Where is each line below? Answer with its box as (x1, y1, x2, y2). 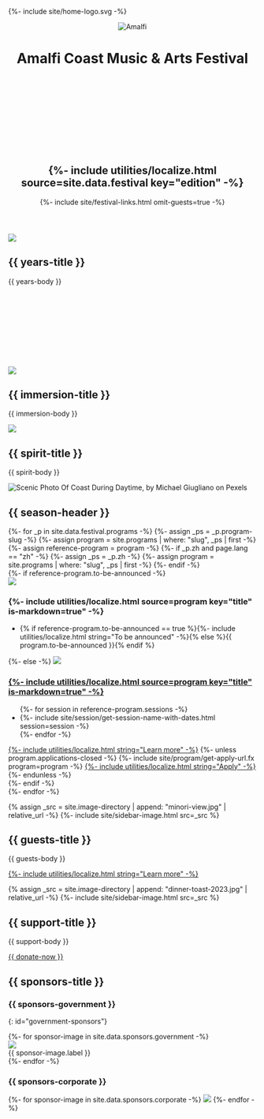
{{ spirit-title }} (8, 446, 83, 460)
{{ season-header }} (8, 505, 110, 519)
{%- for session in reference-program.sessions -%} (19, 704, 188, 714)
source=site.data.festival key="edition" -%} (20, 177, 244, 190)
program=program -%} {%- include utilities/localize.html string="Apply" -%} (8, 761, 256, 771)
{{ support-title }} (8, 916, 97, 929)
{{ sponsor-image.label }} (8, 1048, 91, 1057)
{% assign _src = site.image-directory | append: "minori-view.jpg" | (8, 802, 226, 811)
